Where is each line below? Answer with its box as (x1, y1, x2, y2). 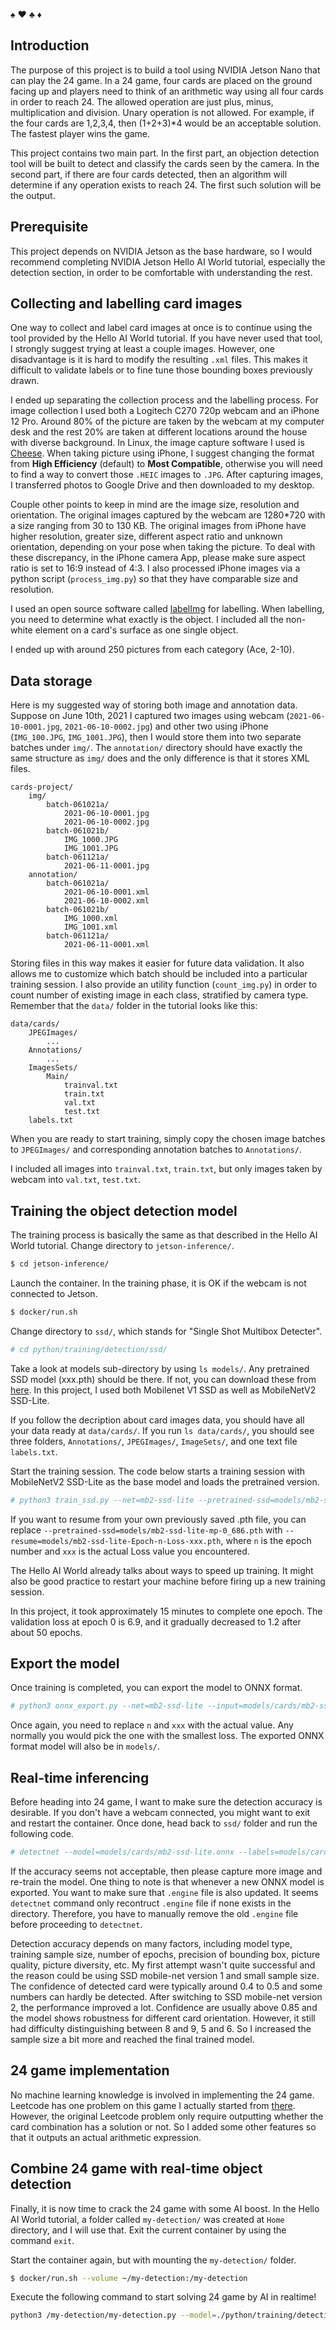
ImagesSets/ (28, 1063, 78, 1073)
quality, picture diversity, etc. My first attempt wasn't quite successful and (10, 1959, 316, 1971)
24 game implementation (10, 2062, 170, 2079)
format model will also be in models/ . (10, 1740, 161, 1753)
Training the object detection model (10, 1202, 238, 1219)
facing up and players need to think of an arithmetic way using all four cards (10, 85, 324, 97)
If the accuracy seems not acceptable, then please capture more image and (10, 1865, 323, 1877)
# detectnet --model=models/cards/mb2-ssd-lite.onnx (10, 1847, 235, 1858)
